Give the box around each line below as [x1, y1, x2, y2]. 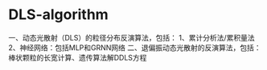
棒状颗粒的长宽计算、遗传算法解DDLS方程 [8, 52, 147, 62]
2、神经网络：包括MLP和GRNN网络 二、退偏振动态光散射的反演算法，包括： [8, 42, 261, 52]
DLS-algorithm [8, 6, 109, 24]
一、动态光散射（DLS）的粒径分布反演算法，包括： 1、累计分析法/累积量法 [8, 33, 255, 42]
